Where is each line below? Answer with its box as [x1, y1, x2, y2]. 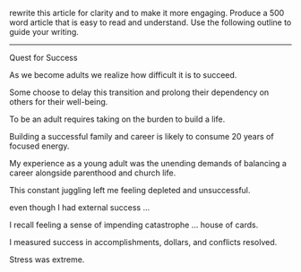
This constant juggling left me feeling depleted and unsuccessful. [9, 185, 251, 195]
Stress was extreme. [9, 254, 85, 265]
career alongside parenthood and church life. [9, 167, 176, 178]
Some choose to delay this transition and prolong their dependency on [9, 87, 270, 98]
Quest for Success [9, 53, 78, 63]
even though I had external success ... [9, 202, 150, 213]
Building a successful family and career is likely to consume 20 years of [9, 132, 275, 141]
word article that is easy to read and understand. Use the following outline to [9, 17, 292, 28]
